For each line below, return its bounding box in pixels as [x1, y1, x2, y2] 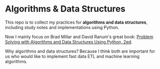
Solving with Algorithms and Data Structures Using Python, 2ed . [5, 39, 133, 44]
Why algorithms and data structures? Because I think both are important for [5, 48, 156, 54]
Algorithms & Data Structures [5, 3, 126, 14]
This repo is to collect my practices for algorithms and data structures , [5, 19, 148, 25]
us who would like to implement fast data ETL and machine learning [5, 53, 140, 59]
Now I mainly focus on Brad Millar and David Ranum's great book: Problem [5, 34, 154, 40]
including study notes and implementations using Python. [5, 24, 119, 30]
